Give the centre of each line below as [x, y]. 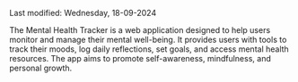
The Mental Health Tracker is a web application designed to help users [140, 30]
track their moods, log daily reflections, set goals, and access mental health [149, 49]
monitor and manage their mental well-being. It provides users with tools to [148, 40]
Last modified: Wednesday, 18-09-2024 [83, 13]
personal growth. [41, 68]
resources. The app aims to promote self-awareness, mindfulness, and [140, 58]
